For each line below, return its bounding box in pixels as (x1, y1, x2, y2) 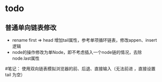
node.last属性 (12, 55, 40, 61)
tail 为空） (5, 72, 25, 78)
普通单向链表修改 (5, 23, 57, 32)
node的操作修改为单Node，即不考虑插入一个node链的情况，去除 (12, 49, 142, 55)
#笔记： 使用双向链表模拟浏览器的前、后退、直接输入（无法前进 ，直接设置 (5, 66, 156, 71)
